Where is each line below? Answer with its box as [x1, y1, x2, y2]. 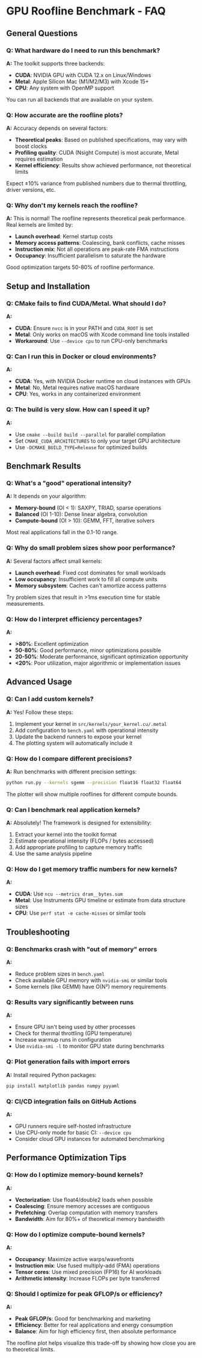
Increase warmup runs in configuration [14, 1036, 111, 1043]
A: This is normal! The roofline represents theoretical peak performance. [6, 215, 186, 222]
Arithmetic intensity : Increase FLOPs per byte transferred [14, 1274, 160, 1282]
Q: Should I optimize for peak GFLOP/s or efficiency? [6, 1289, 163, 1298]
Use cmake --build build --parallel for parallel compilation [14, 431, 166, 438]
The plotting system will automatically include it [14, 739, 133, 746]
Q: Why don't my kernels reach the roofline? [6, 201, 138, 210]
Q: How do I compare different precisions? [6, 754, 132, 763]
